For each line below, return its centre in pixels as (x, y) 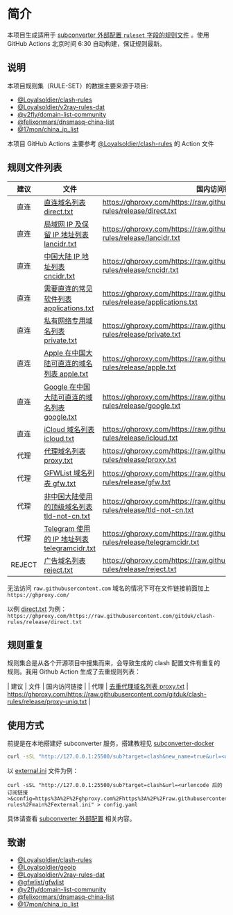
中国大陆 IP (62, 256)
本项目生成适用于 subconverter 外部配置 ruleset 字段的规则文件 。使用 (108, 35)
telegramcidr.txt (70, 548)
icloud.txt (59, 438)
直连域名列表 (65, 202)
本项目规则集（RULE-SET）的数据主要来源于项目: (78, 86)
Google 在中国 (67, 387)
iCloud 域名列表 (69, 429)
